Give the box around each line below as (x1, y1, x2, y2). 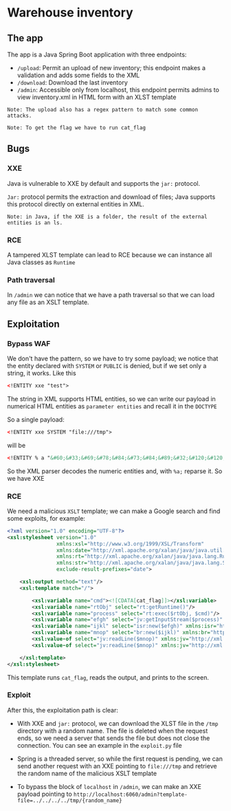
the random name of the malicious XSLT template (16, 769, 157, 777)
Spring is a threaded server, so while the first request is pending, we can (16, 755, 223, 763)
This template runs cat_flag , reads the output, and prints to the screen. (7, 673, 210, 682)
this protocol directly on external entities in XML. (7, 199, 144, 208)
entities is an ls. (7, 219, 63, 226)
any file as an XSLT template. (7, 298, 89, 307)
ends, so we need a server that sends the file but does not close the (16, 734, 210, 742)
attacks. (7, 112, 32, 119)
